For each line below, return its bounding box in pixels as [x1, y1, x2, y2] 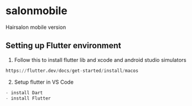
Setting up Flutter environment [5, 41, 121, 51]
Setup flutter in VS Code [14, 78, 74, 85]
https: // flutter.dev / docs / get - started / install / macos [5, 68, 139, 74]
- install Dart [5, 90, 43, 95]
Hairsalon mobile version [5, 24, 66, 31]
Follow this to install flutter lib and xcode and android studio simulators [14, 56, 187, 63]
